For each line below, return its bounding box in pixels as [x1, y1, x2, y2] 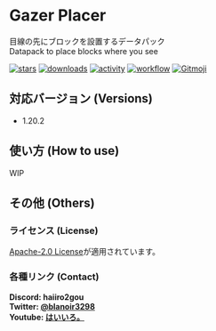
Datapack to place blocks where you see [9, 45, 158, 56]
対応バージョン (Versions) [9, 91, 154, 107]
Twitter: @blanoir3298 [9, 301, 96, 311]
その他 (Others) [9, 195, 95, 210]
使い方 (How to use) [9, 143, 120, 158]
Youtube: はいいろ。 [9, 311, 85, 322]
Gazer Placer [9, 5, 107, 26]
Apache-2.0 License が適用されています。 [9, 246, 161, 257]
